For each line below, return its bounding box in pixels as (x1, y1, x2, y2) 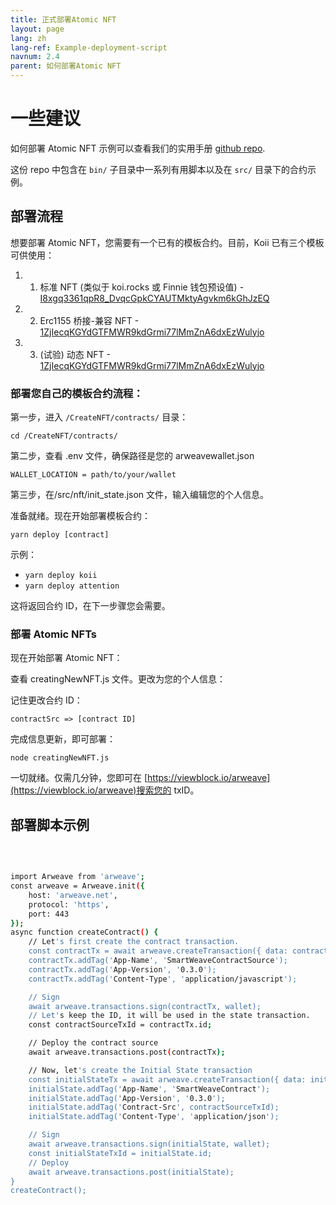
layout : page (10, 24, 65, 34)
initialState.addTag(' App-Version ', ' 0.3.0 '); (28, 1093, 226, 1103)
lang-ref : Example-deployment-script (10, 42, 168, 53)
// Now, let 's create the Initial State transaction (28, 1065, 253, 1075)
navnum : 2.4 (10, 52, 60, 62)
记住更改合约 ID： (10, 694, 83, 706)
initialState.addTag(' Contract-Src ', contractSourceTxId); (28, 1102, 280, 1113)
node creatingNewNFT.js (10, 753, 110, 763)
